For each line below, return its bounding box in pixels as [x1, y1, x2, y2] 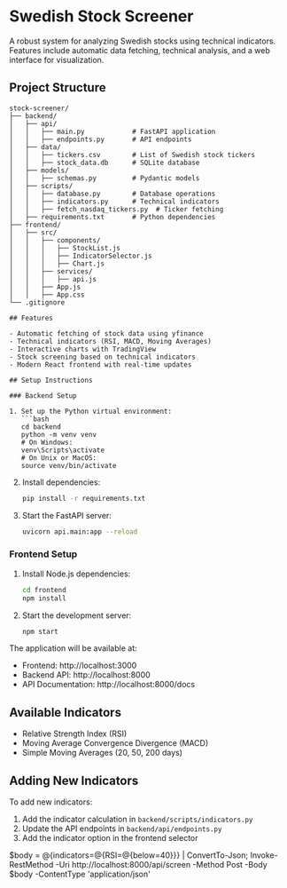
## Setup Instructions [9, 376, 93, 385]
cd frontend [21, 585, 66, 594]
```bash [20, 415, 50, 424]
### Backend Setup [9, 391, 77, 400]
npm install [21, 593, 66, 603]
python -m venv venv [20, 430, 97, 439]
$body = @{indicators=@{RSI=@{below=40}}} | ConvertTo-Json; [9, 850, 249, 860]
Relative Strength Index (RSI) [21, 728, 128, 739]
